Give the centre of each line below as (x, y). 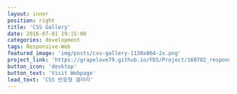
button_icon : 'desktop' (42, 66)
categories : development (44, 40)
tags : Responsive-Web (39, 47)
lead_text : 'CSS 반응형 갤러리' (50, 80)
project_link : (28, 60)
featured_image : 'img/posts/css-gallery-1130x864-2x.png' (94, 54)
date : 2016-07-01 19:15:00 (47, 34)
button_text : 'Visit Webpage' (52, 73)
